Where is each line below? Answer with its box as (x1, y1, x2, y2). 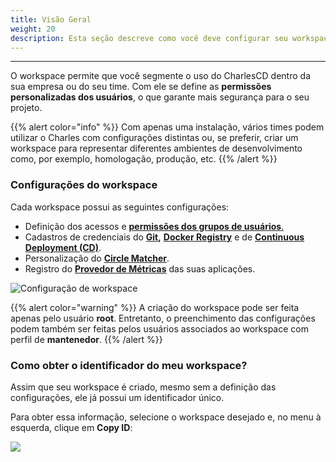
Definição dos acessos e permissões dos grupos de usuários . (24, 220, 285, 232)
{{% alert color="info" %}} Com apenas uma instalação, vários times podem (10, 121, 325, 133)
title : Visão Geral (10, 14, 92, 25)
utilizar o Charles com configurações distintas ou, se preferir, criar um (10, 132, 299, 144)
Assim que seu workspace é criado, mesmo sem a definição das (10, 381, 277, 393)
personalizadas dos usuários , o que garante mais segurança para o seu (10, 91, 310, 103)
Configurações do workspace (10, 178, 158, 192)
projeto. (10, 102, 43, 114)
